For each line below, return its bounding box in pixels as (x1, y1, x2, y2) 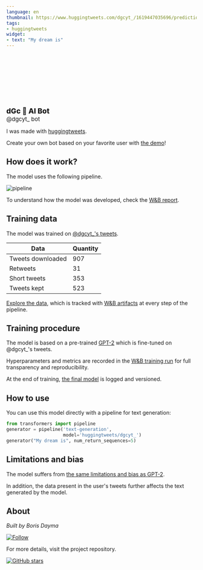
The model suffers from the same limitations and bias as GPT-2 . (6, 470, 165, 478)
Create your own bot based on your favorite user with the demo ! (6, 140, 166, 146)
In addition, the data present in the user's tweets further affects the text (6, 482, 184, 490)
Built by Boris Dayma (6, 522, 59, 530)
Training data (6, 214, 57, 224)
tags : (6, 20, 20, 26)
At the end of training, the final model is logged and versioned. (6, 375, 162, 383)
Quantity (72, 244, 98, 253)
